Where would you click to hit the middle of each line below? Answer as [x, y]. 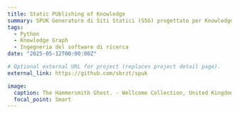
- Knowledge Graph [41, 41]
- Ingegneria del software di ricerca [71, 47]
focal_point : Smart [43, 99]
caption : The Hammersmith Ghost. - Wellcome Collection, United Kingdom [124, 93]
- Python [27, 34]
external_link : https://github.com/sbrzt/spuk [78, 73]
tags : [15, 27]
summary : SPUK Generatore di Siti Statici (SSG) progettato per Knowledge [121, 21]
